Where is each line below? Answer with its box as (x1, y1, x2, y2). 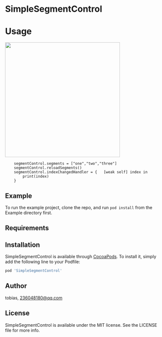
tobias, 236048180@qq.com (5, 295, 63, 301)
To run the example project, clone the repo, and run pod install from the (5, 204, 153, 210)
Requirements (5, 224, 49, 232)
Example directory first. (5, 210, 52, 216)
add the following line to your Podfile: (5, 259, 81, 265)
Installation (5, 241, 40, 249)
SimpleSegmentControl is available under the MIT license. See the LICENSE (5, 322, 158, 328)
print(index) (23, 174, 49, 179)
